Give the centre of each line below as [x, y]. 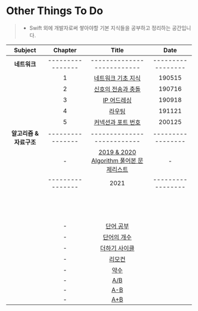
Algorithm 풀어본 [114, 160]
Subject [25, 50]
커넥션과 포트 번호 [117, 122]
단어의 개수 [117, 237]
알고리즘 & [25, 133]
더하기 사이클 [117, 248]
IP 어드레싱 [117, 100]
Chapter [65, 50]
